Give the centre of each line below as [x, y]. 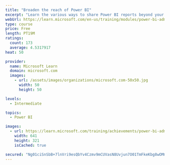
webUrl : [13, 19]
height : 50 [30, 90]
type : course [19, 24]
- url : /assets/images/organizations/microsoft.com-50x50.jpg [81, 80]
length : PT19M [20, 33]
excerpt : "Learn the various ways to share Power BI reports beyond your [85, 15]
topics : [13, 113]
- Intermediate [26, 104]
